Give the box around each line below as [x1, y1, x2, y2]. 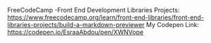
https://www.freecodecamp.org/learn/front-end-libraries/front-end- [7, 13, 204, 21]
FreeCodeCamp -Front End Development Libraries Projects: [7, 6, 180, 14]
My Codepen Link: [146, 21, 199, 28]
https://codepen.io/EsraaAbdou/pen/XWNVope [7, 28, 144, 36]
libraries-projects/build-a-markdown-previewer [7, 21, 145, 28]
